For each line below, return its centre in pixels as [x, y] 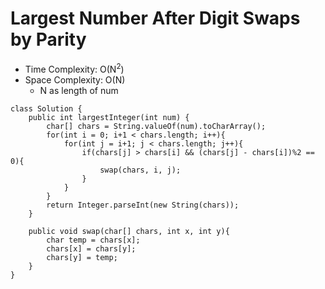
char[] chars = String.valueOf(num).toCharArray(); [156, 126]
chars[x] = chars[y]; [91, 248]
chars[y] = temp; [82, 257]
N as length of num [79, 90]
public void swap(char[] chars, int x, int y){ [129, 231]
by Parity [48, 39]
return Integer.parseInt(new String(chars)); [143, 205]
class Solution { [46, 108]
